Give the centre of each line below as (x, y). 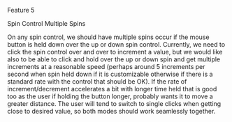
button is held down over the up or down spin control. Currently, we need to (116, 44)
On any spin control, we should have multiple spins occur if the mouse (108, 37)
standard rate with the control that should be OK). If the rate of (97, 82)
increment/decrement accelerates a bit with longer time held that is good (112, 89)
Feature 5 (21, 10)
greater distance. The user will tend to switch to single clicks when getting (114, 104)
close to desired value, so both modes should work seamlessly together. (111, 111)
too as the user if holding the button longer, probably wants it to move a (110, 96)
